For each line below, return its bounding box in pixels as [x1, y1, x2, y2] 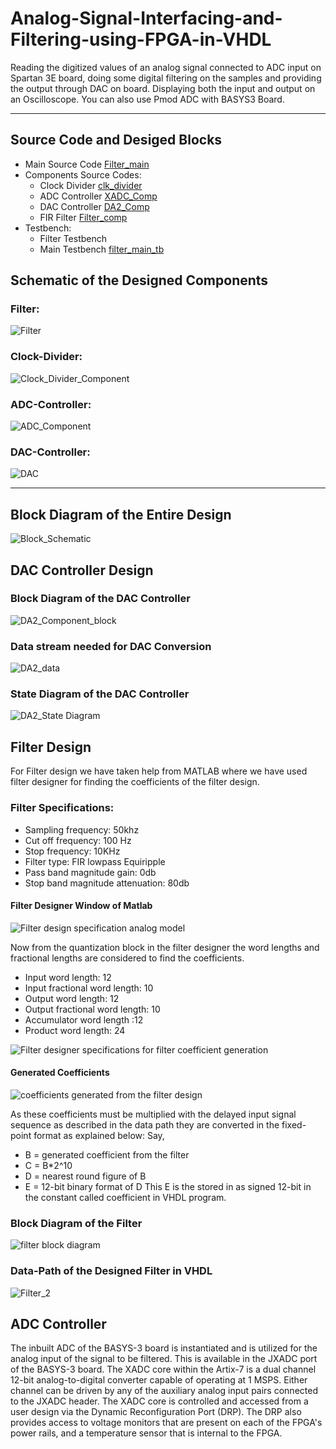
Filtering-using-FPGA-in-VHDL [10, 28, 272, 51]
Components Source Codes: [24, 168, 142, 181]
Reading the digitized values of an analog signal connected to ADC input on [10, 61, 322, 73]
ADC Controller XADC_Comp [39, 190, 158, 202]
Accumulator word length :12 [24, 1013, 144, 1026]
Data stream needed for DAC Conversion [10, 639, 212, 653]
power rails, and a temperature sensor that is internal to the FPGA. [10, 1427, 283, 1439]
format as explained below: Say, [33, 1129, 165, 1141]
